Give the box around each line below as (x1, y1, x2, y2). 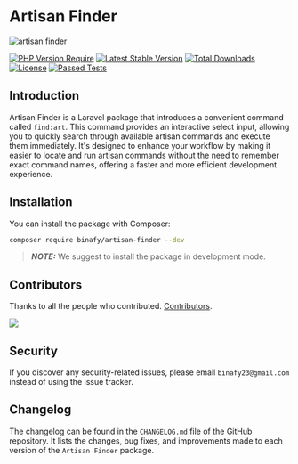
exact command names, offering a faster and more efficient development (9, 159, 278, 170)
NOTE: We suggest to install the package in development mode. (30, 251, 267, 262)
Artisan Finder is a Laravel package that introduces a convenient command (9, 111, 285, 122)
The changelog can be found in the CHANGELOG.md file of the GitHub (9, 426, 253, 436)
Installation (9, 194, 73, 210)
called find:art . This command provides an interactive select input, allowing (9, 121, 290, 132)
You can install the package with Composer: (9, 218, 171, 229)
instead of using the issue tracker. (9, 377, 133, 387)
